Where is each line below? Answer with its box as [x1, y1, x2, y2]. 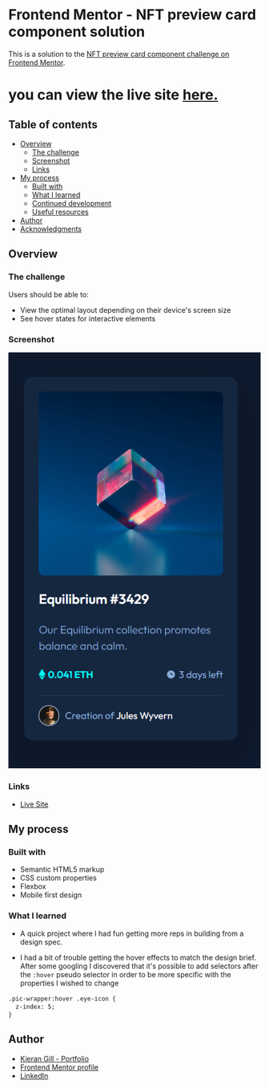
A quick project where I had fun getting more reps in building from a [19, 928, 244, 938]
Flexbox [19, 882, 46, 892]
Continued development [31, 198, 112, 208]
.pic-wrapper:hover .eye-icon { [8, 994, 116, 1003]
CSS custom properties [19, 873, 98, 883]
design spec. [19, 936, 63, 947]
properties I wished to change [19, 978, 119, 988]
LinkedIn [19, 1070, 49, 1080]
